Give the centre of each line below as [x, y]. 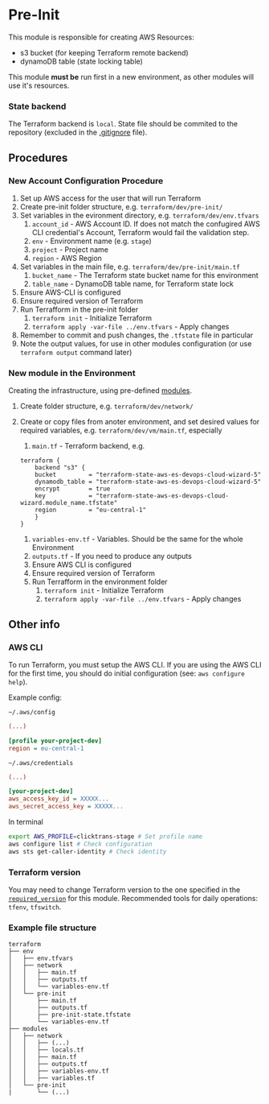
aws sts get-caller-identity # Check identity [88, 851]
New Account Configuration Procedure [86, 180]
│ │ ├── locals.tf [46, 1050]
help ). [18, 681]
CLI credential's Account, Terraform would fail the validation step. [141, 232]
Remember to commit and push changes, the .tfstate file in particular [137, 335]
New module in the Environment [72, 373]
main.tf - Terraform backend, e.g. [88, 446]
